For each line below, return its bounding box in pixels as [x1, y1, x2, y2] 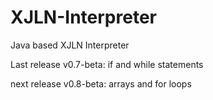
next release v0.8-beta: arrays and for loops [10, 77, 192, 90]
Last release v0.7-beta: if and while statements [10, 58, 204, 70]
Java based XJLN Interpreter [10, 39, 130, 51]
